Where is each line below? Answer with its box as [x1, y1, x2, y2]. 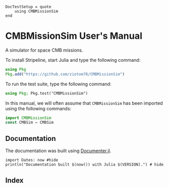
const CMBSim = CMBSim [5, 120, 54, 125]
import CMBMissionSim [5, 115, 52, 121]
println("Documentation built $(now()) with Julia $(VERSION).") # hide [5, 162, 164, 168]
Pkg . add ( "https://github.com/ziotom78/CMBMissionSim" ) [5, 72, 125, 77]
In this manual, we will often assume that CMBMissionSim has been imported [5, 100, 163, 106]
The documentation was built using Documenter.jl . [5, 148, 112, 154]
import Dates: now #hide [5, 158, 58, 163]
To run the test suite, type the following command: [5, 81, 112, 87]
